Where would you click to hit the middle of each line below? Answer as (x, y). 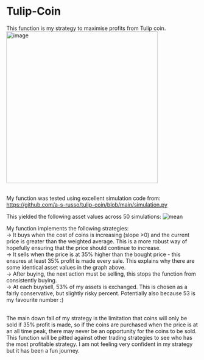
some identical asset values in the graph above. (66, 267)
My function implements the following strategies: (68, 228)
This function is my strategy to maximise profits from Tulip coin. (86, 28)
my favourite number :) (35, 299)
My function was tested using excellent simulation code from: (83, 198)
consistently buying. (32, 280)
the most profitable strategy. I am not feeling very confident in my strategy (100, 344)
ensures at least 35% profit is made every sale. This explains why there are (100, 260)
